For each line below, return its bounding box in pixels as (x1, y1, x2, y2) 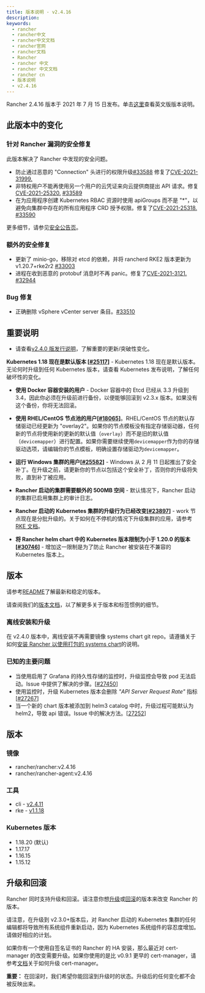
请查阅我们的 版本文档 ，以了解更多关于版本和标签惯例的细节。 (6, 601, 162, 608)
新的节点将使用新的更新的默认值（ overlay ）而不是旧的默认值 (15, 430, 169, 438)
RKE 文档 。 (15, 523, 44, 530)
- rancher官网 (12, 43, 46, 50)
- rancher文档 (12, 49, 46, 55)
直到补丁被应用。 (26, 474, 69, 481)
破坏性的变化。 (6, 373, 44, 381)
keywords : (6, 20, 32, 26)
